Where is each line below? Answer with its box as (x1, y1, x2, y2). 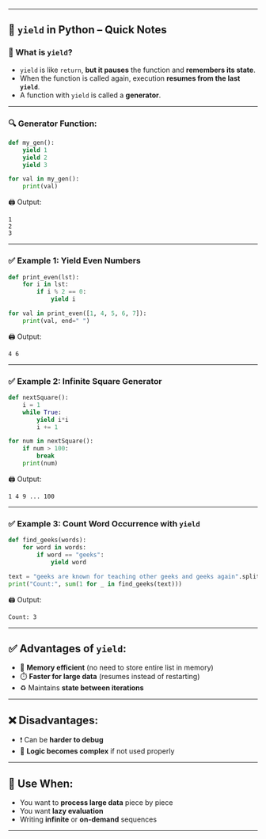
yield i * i (36, 416, 69, 423)
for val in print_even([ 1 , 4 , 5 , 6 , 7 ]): (8, 309, 147, 317)
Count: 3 (8, 613, 37, 621)
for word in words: (22, 544, 87, 552)
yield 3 (22, 161, 47, 169)
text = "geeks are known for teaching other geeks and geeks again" (8, 572, 239, 580)
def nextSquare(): (8, 393, 69, 402)
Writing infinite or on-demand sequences (19, 814, 157, 824)
